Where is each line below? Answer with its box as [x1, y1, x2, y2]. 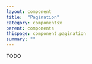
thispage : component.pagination [6, 31, 86, 37]
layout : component [6, 8, 52, 15]
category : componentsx [6, 20, 62, 25]
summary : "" [6, 36, 36, 42]
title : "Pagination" [6, 14, 60, 20]
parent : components [6, 25, 55, 31]
